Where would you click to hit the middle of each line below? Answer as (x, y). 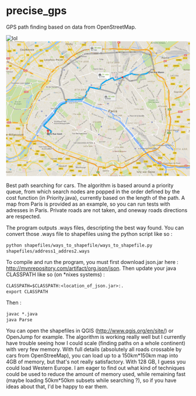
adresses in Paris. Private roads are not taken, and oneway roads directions (97, 210)
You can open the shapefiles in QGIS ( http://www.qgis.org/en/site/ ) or (90, 331)
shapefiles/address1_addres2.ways (48, 251)
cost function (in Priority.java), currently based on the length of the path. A (96, 198)
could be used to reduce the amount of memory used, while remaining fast (96, 374)
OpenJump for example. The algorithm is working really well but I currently (96, 337)
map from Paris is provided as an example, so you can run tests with (88, 204)
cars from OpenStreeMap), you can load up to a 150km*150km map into (92, 356)
